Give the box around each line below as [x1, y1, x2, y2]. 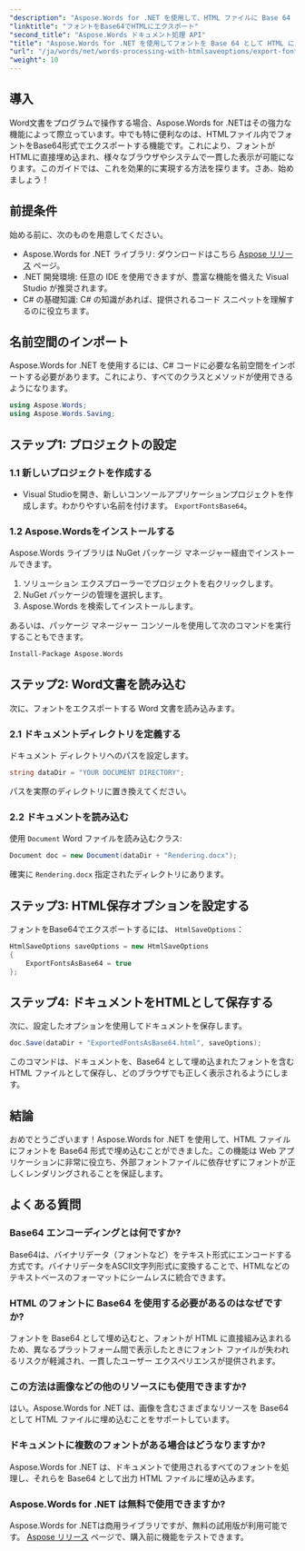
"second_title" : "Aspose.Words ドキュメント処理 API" [9, 30, 206, 39]
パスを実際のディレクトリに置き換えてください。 [9, 786, 192, 797]
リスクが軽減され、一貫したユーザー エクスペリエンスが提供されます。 [16, 1356, 280, 1366]
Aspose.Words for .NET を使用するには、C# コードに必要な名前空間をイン [9, 360, 288, 371]
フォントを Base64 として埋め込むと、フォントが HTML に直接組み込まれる [9, 1333, 292, 1343]
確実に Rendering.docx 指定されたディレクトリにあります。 [9, 869, 229, 880]
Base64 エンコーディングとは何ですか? [9, 1227, 182, 1239]
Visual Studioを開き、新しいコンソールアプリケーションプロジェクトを [22, 488, 286, 500]
